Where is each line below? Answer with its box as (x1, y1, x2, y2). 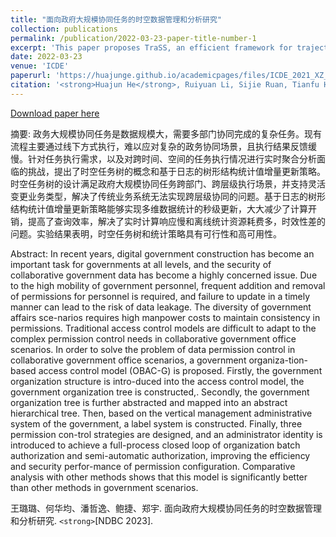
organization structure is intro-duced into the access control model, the (10, 375, 305, 387)
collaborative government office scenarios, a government (10, 354, 247, 366)
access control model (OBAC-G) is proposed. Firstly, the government (38, 364, 323, 376)
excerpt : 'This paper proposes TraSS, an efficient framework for (10, 42, 293, 53)
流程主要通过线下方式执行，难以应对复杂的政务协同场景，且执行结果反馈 (10, 140, 308, 152)
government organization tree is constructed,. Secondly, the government (10, 386, 310, 398)
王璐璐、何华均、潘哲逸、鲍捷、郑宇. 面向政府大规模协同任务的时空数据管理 (10, 502, 322, 514)
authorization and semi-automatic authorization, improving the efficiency (10, 449, 311, 461)
